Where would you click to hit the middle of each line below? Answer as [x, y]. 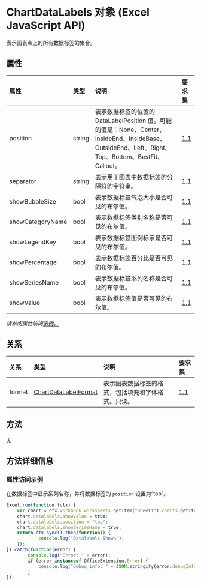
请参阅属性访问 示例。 [32, 323]
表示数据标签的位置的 [125, 112]
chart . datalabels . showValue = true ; [63, 516]
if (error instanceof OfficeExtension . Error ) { [88, 561]
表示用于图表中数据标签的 [131, 177]
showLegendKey [33, 242]
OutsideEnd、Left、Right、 [133, 148]
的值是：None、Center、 [130, 130]
